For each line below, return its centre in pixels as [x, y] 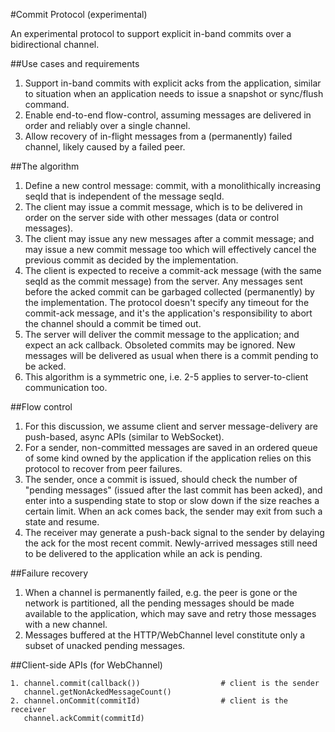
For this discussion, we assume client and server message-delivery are [171, 426]
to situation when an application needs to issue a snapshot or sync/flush [174, 93]
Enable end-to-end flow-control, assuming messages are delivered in [168, 115]
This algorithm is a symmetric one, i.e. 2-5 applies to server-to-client [166, 377]
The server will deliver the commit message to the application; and [162, 334]
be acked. [45, 366]
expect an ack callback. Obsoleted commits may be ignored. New [160, 345]
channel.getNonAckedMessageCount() [97, 692]
